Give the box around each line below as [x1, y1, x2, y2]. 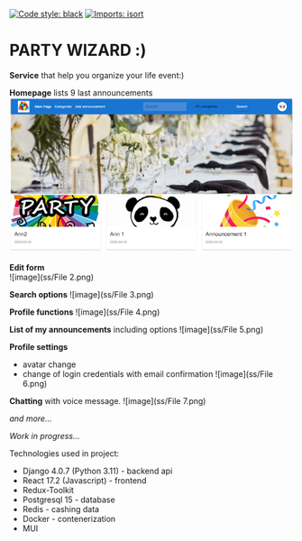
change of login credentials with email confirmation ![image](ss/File [22, 368, 273, 379]
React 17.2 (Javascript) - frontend [22, 474, 147, 486]
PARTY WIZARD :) [9, 41, 147, 60]
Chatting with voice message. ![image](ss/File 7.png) [9, 395, 206, 406]
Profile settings [9, 341, 69, 352]
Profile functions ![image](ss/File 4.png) [9, 307, 160, 317]
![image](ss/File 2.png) [9, 271, 95, 282]
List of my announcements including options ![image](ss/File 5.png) [9, 324, 264, 335]
